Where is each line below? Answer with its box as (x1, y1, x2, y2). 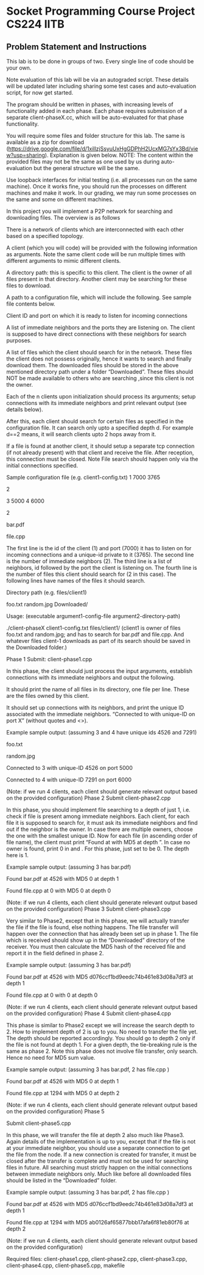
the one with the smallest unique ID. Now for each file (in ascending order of (6, 832, 198, 839)
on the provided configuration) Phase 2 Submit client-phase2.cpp (6, 794, 171, 802)
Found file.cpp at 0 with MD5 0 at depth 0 (6, 887, 111, 894)
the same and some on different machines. (6, 196, 114, 203)
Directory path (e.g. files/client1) (6, 589, 87, 596)
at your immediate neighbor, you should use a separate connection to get (6, 1144, 190, 1151)
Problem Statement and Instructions (6, 41, 147, 52)
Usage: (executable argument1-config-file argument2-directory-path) (6, 612, 181, 620)
